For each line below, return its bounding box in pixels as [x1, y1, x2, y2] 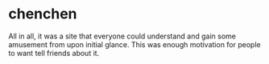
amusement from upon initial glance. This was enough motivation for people [8, 39, 261, 49]
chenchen [8, 5, 78, 23]
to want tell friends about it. [8, 48, 100, 58]
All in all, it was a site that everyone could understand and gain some [8, 31, 236, 41]
